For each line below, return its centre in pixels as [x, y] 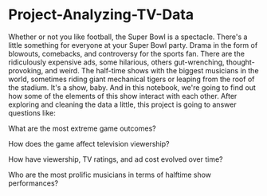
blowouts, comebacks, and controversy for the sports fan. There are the [127, 53]
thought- [240, 62]
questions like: [32, 112]
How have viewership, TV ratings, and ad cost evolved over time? [116, 159]
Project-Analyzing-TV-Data [101, 15]
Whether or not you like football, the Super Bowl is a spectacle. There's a [128, 37]
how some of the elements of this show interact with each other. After [123, 96]
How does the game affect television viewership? [89, 143]
